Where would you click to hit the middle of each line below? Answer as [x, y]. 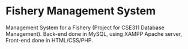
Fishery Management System [81, 11]
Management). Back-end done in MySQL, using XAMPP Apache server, [94, 33]
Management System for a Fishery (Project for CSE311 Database [85, 27]
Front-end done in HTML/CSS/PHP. [50, 40]
